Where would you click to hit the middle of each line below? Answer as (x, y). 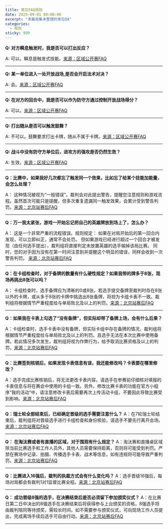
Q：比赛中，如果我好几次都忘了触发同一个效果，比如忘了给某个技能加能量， (83, 178)
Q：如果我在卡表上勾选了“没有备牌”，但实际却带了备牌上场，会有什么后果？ (84, 318)
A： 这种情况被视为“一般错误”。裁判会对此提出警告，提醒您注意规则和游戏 (81, 195)
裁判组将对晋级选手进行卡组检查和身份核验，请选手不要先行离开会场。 (90, 420)
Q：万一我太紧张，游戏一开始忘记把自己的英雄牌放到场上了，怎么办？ (77, 222)
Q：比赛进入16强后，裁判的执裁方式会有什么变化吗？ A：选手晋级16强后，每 (84, 476)
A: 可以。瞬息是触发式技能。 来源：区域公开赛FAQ (56, 59)
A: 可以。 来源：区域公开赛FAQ (36, 110)
